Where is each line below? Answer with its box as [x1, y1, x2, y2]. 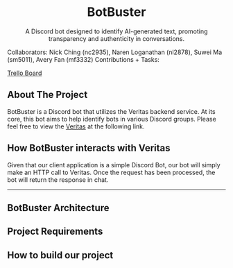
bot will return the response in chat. [7, 175, 109, 184]
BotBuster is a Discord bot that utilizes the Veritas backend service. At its [7, 107, 216, 115]
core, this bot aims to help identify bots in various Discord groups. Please [7, 115, 216, 123]
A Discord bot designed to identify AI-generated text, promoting [25, 27, 208, 35]
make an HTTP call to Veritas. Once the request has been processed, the [7, 168, 216, 176]
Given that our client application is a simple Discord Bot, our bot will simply [7, 160, 221, 169]
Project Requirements [7, 226, 103, 237]
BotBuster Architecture [7, 202, 110, 214]
